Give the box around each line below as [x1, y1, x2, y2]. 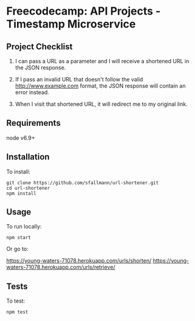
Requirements [6, 118, 61, 128]
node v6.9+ [6, 134, 35, 141]
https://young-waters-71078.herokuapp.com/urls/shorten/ [6, 257, 152, 264]
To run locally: [6, 223, 42, 230]
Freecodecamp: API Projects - [6, 4, 161, 18]
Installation [6, 152, 50, 162]
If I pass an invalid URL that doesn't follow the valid [15, 76, 143, 83]
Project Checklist [6, 41, 73, 52]
